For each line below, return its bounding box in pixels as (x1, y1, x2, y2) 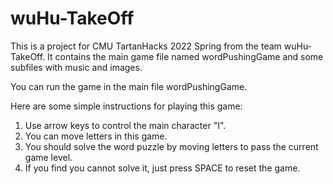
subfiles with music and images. (10, 61, 143, 73)
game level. (24, 151, 73, 163)
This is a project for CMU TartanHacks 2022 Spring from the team (10, 40, 282, 52)
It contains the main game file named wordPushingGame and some (47, 50, 324, 62)
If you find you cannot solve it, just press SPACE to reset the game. (24, 162, 301, 174)
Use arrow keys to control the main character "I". (24, 119, 227, 131)
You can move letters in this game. (24, 130, 168, 142)
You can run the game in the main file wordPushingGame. (10, 80, 248, 92)
